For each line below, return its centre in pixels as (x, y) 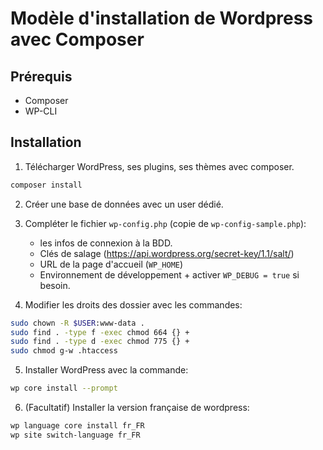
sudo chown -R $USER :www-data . (77, 323)
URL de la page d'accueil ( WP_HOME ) (111, 264)
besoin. (55, 285)
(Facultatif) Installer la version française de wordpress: (137, 408)
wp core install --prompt (64, 388)
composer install (46, 185)
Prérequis (41, 76)
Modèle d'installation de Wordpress (162, 18)
